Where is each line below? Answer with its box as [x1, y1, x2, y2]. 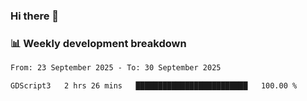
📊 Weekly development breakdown [10, 36, 187, 50]
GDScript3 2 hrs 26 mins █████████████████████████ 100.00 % [10, 81, 298, 91]
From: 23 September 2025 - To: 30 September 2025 [10, 63, 222, 73]
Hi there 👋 [10, 9, 60, 23]
